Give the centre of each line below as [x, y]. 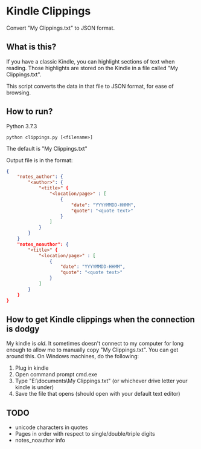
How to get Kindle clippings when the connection [101, 319]
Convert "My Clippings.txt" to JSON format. [61, 28]
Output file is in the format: [40, 160]
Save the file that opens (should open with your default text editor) [97, 394]
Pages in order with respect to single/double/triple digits [85, 434]
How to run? [30, 112]
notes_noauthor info [40, 441]
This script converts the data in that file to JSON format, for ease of [90, 86]
